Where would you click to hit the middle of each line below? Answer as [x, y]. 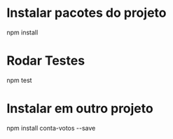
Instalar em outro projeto [80, 108]
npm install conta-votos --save [51, 128]
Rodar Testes [46, 61]
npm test [19, 80]
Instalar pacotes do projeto [86, 13]
